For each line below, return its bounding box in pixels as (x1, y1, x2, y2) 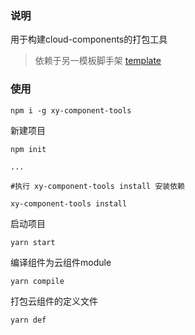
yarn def (10, 315, 47, 325)
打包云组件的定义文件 (10, 295, 98, 307)
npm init (10, 144, 47, 154)
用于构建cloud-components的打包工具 (10, 33, 168, 46)
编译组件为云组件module (10, 256, 112, 268)
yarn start (10, 237, 56, 247)
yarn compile (10, 276, 65, 286)
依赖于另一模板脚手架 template (34, 55, 162, 67)
